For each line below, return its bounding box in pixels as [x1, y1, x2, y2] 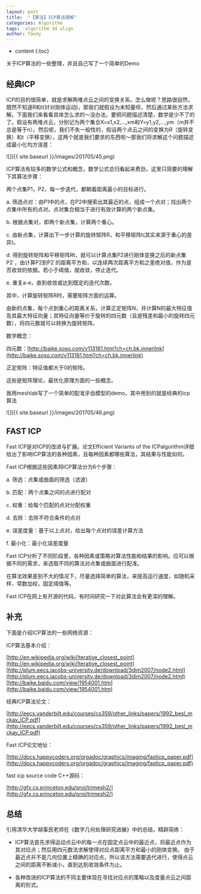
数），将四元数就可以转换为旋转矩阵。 [6, 319, 98, 326]
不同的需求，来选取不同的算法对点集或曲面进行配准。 [11, 559, 142, 566]
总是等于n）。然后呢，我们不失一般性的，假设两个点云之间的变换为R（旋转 [6, 126, 188, 133]
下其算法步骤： [6, 172, 43, 180]
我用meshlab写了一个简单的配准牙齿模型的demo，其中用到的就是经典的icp [6, 389, 190, 396]
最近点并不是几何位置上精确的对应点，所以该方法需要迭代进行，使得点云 [14, 854, 193, 861]
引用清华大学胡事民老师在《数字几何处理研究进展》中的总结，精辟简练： [6, 826, 184, 833]
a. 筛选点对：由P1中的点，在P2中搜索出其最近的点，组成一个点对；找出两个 [6, 198, 192, 205]
